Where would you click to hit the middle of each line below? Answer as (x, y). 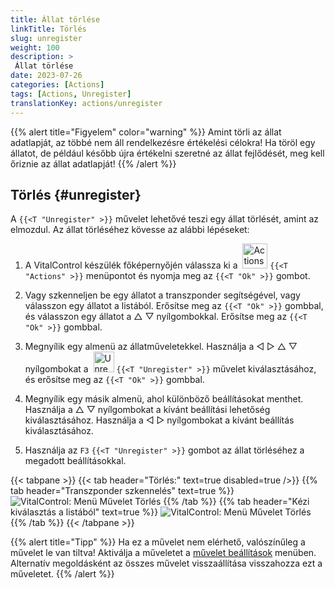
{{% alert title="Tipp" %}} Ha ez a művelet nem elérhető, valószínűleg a (158, 542)
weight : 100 (35, 47)
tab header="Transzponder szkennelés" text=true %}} (122, 491)
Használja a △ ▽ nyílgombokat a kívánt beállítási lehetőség (147, 410)
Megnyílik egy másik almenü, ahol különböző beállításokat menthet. (164, 399)
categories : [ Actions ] (57, 85)
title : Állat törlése (55, 19)
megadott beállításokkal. (75, 461)
